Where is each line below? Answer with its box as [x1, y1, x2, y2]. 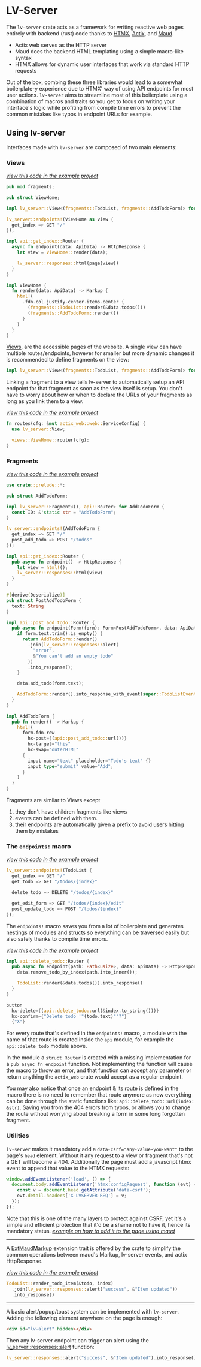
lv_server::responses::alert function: [6, 1344, 95, 1351]
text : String [11, 603, 44, 609]
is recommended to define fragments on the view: [6, 356, 130, 363]
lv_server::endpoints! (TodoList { [6, 868, 93, 874]
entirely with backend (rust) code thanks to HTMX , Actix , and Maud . [6, 29, 174, 37]
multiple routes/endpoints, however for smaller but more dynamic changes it [6, 350, 194, 357]
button [6, 1002, 23, 1008]
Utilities [6, 1131, 29, 1140]
